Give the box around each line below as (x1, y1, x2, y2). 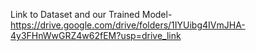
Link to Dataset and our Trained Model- (10, 9, 173, 20)
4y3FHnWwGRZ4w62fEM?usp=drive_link (10, 30, 182, 41)
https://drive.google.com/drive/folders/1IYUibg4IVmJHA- (10, 19, 246, 31)
